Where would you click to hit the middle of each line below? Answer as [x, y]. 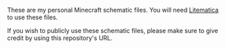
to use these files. [32, 17]
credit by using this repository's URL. [60, 38]
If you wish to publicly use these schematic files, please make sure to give [113, 31]
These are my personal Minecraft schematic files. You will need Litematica [113, 10]
